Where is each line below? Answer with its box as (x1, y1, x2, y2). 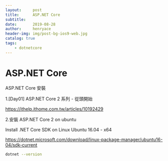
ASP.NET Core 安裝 (5, 85, 46, 91)
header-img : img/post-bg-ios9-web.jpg (5, 31, 88, 36)
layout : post (5, 7, 42, 13)
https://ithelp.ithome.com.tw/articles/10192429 (5, 105, 103, 112)
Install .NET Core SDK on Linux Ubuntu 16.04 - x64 (5, 126, 112, 132)
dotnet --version (5, 151, 42, 157)
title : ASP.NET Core (5, 12, 60, 17)
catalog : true (5, 36, 36, 41)
